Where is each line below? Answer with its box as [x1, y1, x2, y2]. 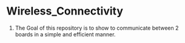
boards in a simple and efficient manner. [15, 30, 116, 38]
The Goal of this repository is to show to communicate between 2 [15, 24, 179, 31]
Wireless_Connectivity [6, 4, 123, 18]
